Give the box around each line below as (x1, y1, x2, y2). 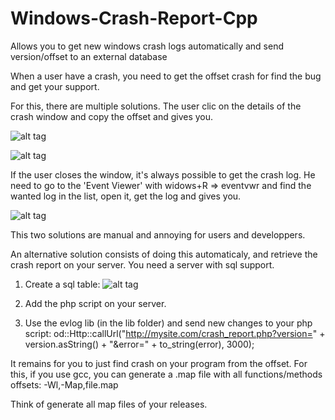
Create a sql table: (24, 278, 101, 290)
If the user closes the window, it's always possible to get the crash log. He (10, 168, 316, 181)
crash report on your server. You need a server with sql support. (10, 258, 275, 271)
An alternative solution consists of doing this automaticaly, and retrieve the (10, 248, 318, 260)
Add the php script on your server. (24, 297, 167, 309)
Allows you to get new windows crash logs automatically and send (10, 40, 285, 52)
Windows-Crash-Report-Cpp (10, 7, 258, 30)
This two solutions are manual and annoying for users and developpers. (10, 228, 306, 241)
